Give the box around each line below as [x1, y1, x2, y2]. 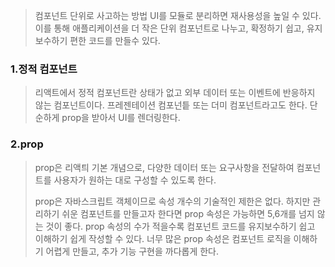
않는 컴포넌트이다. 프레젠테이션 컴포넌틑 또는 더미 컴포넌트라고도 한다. [34, 99, 308, 111]
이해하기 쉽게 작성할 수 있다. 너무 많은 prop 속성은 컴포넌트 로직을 [34, 232, 292, 244]
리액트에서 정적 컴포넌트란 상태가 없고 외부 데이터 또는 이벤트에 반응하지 [34, 87, 316, 99]
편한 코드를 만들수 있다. [69, 35, 161, 46]
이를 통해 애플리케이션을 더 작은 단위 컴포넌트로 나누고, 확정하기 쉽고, [34, 22, 305, 34]
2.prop [10, 137, 44, 151]
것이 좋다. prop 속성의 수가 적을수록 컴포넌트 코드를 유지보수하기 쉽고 [45, 220, 316, 232]
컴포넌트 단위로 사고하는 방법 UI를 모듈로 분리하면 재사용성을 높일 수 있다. [34, 10, 322, 21]
